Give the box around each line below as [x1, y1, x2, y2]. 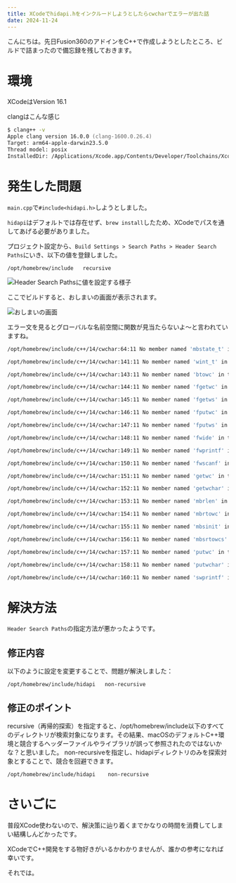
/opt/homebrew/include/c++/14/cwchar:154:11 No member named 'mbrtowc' [7, 510, 221, 517]
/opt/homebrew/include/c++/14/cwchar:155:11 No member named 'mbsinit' [7, 523, 221, 530]
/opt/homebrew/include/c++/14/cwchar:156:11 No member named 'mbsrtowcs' [7, 536, 228, 543]
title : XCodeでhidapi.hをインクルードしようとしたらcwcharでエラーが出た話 [7, 10, 209, 18]
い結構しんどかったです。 [7, 830, 81, 838]
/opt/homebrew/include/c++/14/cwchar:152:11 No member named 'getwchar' [7, 485, 225, 492]
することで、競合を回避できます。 [19, 756, 117, 765]
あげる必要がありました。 [19, 226, 93, 236]
